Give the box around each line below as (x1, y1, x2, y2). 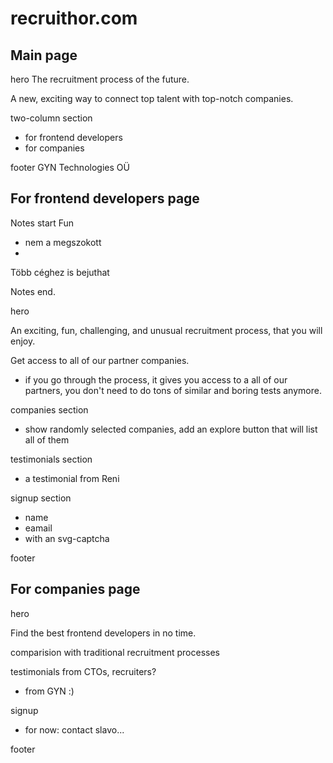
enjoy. (10, 335, 36, 347)
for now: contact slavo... (24, 723, 125, 736)
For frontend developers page (10, 190, 200, 207)
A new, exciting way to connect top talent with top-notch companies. (10, 93, 294, 104)
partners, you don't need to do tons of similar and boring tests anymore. (24, 384, 322, 396)
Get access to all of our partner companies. (10, 354, 190, 366)
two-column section (10, 112, 93, 124)
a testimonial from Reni (24, 472, 120, 484)
